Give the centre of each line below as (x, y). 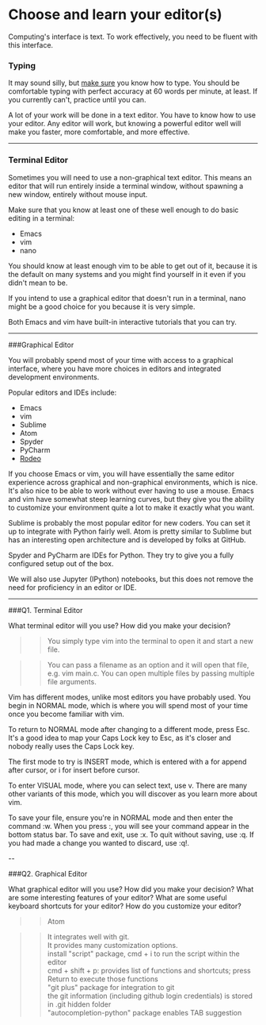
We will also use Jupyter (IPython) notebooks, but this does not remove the (131, 579)
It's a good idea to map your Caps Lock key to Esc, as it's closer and (120, 738)
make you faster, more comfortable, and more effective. (99, 132)
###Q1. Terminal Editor (46, 610)
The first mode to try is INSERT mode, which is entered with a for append (127, 761)
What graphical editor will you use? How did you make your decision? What (131, 889)
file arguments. (72, 681)
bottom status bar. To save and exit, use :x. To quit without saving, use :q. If (131, 834)
